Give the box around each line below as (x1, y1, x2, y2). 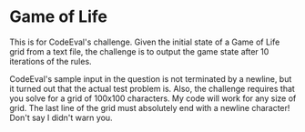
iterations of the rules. (9, 56, 93, 66)
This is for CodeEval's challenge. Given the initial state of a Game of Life (9, 36, 280, 47)
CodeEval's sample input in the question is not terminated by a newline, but (9, 73, 292, 84)
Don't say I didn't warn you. (9, 112, 113, 123)
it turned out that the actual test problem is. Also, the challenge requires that (9, 83, 296, 94)
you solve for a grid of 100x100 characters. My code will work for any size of (9, 93, 297, 104)
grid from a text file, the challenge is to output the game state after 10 (9, 46, 269, 56)
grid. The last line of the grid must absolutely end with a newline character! (9, 102, 290, 113)
